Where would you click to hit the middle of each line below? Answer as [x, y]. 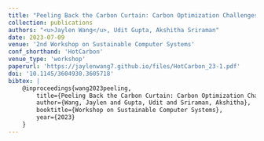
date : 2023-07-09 [37, 37]
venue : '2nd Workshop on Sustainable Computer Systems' [101, 45]
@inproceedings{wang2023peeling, [77, 88]
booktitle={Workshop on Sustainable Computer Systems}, [130, 110]
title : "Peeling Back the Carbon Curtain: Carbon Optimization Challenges [133, 15]
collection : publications [50, 23]
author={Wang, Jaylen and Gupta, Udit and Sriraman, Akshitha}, [144, 103]
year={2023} [56, 117]
